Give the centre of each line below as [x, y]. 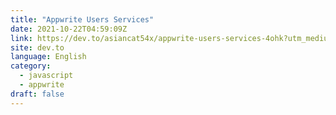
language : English [48, 57]
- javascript [46, 76]
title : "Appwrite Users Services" [82, 19]
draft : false [37, 94]
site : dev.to [37, 47]
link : [21, 38]
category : [31, 66]
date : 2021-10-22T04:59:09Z [69, 29]
